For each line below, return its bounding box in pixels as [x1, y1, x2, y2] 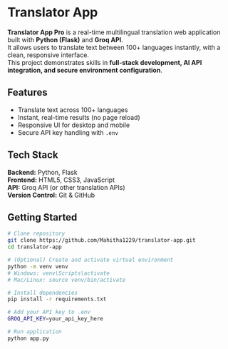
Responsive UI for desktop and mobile [17, 121, 130, 129]
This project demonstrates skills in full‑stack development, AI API [7, 58, 202, 66]
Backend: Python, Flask [7, 168, 78, 176]
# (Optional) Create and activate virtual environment [7, 256, 174, 263]
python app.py [7, 335, 50, 342]
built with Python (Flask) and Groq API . [7, 35, 123, 44]
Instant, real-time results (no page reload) [17, 113, 140, 121]
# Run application [7, 328, 62, 335]
